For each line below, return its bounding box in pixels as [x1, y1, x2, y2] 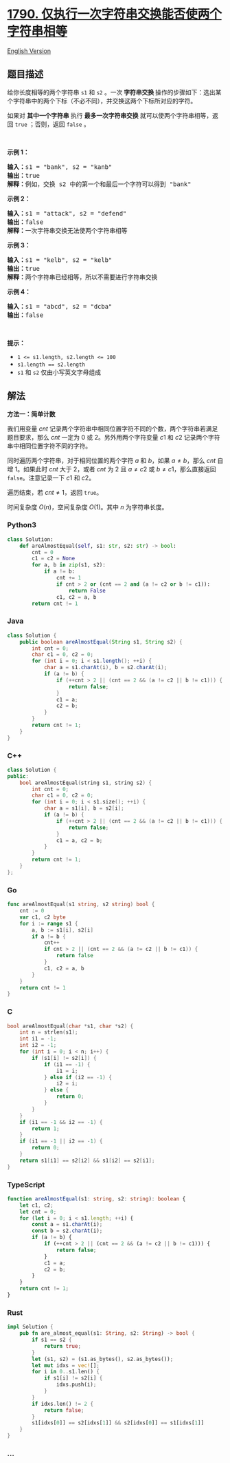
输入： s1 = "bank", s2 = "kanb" [7, 163, 113, 171]
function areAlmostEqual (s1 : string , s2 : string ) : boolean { [7, 1195, 186, 1203]
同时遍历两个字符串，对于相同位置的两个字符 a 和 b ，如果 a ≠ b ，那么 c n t [7, 456, 216, 464]
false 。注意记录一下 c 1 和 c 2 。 [7, 473, 95, 482]
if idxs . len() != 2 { [32, 1400, 94, 1407]
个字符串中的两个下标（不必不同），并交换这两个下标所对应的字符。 [7, 96, 197, 105]
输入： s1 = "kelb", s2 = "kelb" [7, 256, 113, 264]
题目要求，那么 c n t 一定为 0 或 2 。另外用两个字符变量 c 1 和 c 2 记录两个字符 [7, 433, 220, 441]
